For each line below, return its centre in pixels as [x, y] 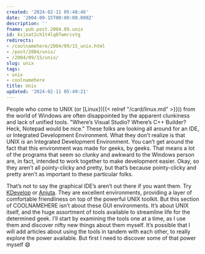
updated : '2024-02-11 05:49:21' [47, 92]
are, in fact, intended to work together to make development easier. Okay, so [103, 161]
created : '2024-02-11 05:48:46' [47, 12]
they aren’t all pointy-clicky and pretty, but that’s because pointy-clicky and [102, 167]
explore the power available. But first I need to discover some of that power [101, 238]
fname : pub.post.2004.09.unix [45, 29]
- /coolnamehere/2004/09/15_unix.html [56, 47]
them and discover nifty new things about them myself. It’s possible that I [99, 225]
